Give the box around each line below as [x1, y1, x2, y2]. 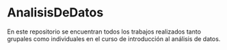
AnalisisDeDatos [7, 5, 104, 21]
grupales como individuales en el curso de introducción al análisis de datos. [7, 34, 221, 42]
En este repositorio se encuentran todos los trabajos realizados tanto [7, 27, 202, 36]
